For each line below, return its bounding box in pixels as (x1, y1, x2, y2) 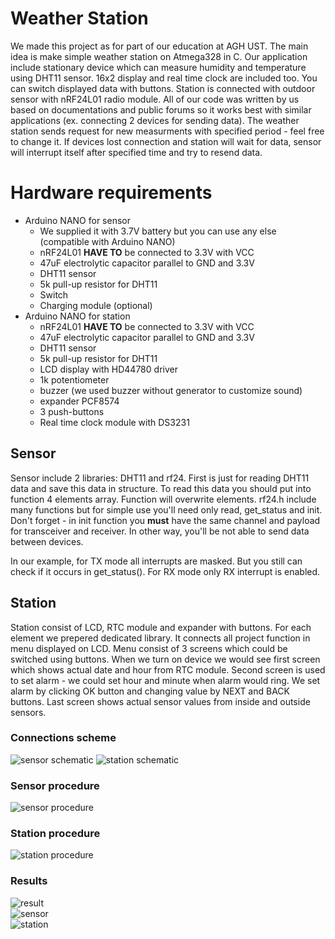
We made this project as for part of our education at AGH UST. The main (10, 40, 309, 52)
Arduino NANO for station (24, 310, 131, 322)
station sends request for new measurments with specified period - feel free (10, 125, 325, 137)
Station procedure (10, 827, 101, 841)
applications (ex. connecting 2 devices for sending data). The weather (10, 114, 300, 126)
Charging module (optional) (39, 299, 153, 311)
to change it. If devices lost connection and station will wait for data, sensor (10, 135, 322, 147)
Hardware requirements (10, 182, 213, 204)
